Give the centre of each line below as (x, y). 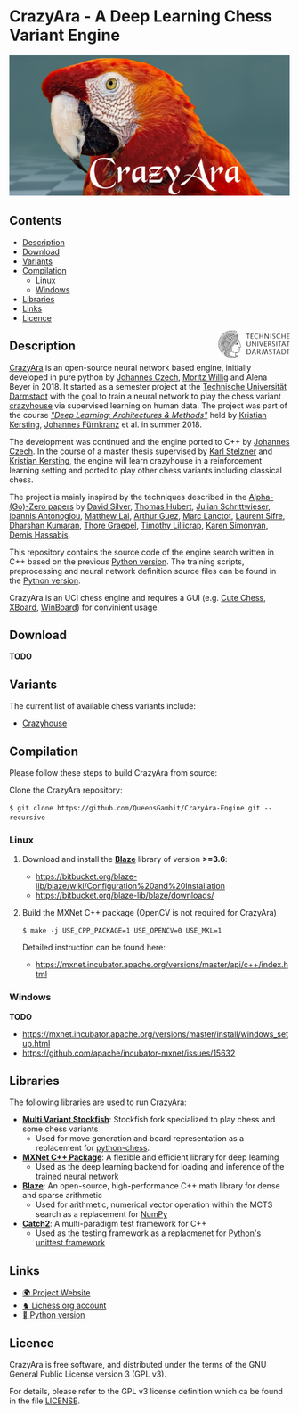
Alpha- (261, 497)
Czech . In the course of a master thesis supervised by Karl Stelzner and (141, 451)
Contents (36, 221)
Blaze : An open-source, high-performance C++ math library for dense (151, 1186)
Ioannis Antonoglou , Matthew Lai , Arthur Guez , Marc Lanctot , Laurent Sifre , (147, 515)
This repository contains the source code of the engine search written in (141, 552)
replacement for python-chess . (92, 1148)
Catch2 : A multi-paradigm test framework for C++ (114, 1224)
